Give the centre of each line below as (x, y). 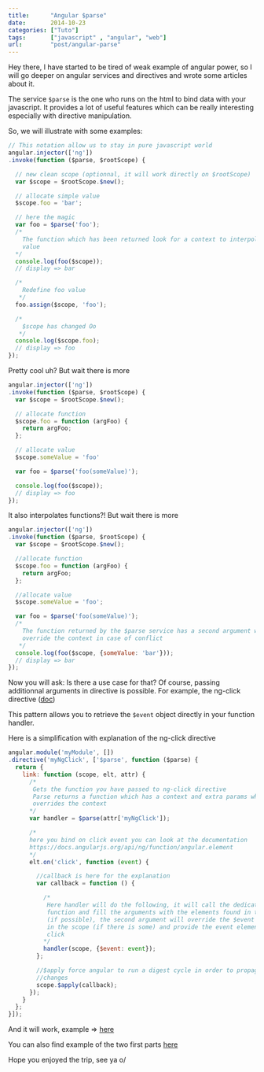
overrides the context (70, 804)
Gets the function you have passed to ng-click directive (129, 789)
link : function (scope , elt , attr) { (84, 774)
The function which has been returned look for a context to (124, 239)
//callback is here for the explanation (103, 876)
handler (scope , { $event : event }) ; (99, 949)
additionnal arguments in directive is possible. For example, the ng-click (125, 691)
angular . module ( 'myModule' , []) (61, 752)
